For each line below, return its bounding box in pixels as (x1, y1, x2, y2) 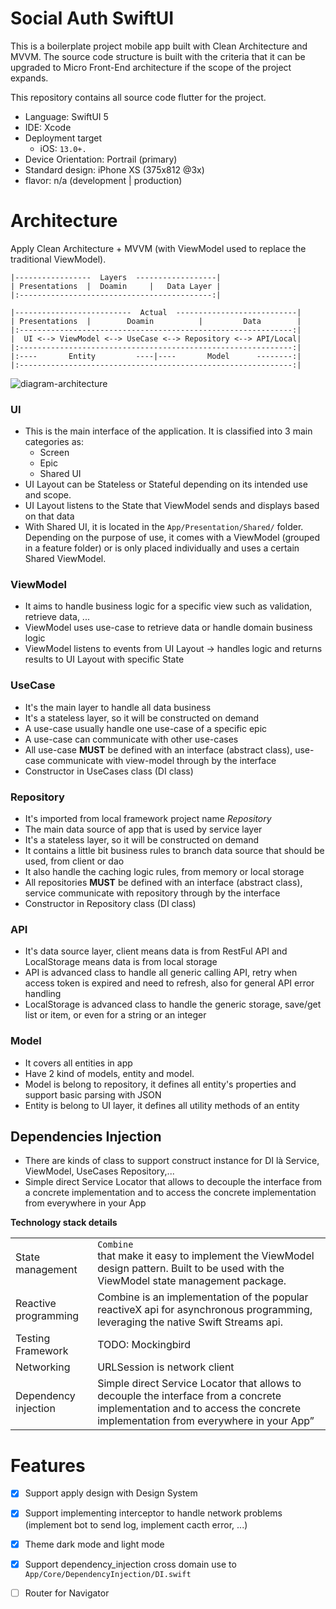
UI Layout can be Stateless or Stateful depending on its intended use (24, 478, 308, 491)
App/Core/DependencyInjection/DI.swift (24, 1569, 192, 1579)
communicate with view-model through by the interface (47, 754, 277, 766)
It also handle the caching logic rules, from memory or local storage (24, 866, 305, 878)
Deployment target (24, 132, 103, 144)
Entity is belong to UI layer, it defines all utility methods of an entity (24, 1099, 300, 1111)
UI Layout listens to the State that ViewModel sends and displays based (24, 500, 320, 512)
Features (10, 1454, 86, 1477)
